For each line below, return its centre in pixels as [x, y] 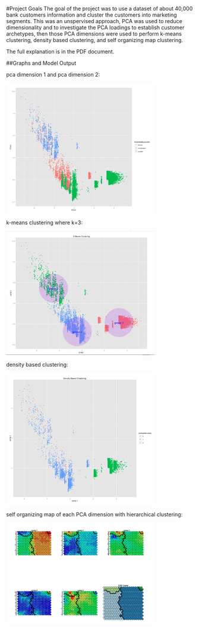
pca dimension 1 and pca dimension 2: [53, 74]
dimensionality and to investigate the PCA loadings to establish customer [95, 27]
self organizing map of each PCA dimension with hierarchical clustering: [94, 514]
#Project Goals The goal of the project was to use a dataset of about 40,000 [99, 9]
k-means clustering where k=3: [45, 223]
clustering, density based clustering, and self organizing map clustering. [94, 40]
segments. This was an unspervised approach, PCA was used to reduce [94, 21]
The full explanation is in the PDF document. [60, 52]
